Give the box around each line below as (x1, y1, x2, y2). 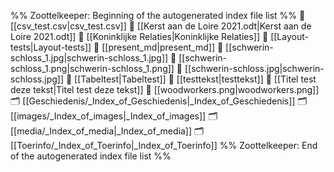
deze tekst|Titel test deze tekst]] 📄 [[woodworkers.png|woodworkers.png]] (10, 84, 320, 95)
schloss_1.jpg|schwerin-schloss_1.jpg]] (10, 52, 169, 64)
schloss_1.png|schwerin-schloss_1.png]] (10, 63, 175, 74)
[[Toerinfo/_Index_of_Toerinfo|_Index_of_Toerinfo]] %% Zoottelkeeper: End (10, 140, 318, 151)
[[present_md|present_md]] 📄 (101, 41, 224, 53)
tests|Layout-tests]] (10, 41, 92, 53)
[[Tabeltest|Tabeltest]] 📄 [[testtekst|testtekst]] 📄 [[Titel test (74, 73, 317, 85)
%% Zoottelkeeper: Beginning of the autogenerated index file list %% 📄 (10, 10, 306, 21)
